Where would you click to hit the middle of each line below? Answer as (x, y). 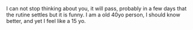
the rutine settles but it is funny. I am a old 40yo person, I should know (93, 15)
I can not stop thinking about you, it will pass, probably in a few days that (96, 9)
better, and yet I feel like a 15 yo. (46, 21)
